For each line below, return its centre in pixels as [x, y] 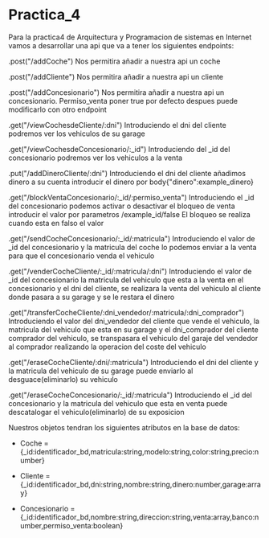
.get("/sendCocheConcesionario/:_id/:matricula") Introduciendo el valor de [132, 238]
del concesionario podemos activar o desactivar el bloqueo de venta [122, 206]
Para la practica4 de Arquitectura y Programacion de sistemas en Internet [130, 37]
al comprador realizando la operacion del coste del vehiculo [107, 347]
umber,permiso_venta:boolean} [71, 525]
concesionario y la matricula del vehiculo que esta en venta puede [118, 403]
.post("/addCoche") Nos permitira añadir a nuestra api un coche [114, 61]
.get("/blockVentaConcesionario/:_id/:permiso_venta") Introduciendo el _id [131, 197]
